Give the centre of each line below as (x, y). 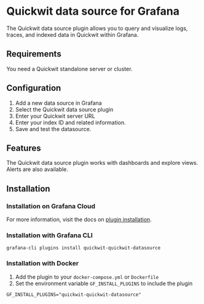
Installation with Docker (42, 264)
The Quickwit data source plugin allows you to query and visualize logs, (97, 28)
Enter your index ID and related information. (70, 122)
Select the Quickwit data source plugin (64, 109)
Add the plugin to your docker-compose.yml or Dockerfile (87, 276)
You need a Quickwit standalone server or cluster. (69, 69)
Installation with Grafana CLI (50, 235)
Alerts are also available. (37, 169)
